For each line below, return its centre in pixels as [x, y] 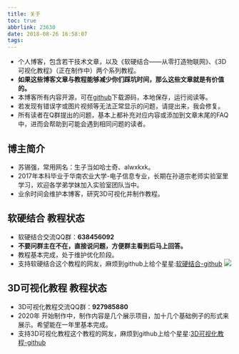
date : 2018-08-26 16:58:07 [47, 34]
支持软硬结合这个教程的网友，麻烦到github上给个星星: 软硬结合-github [120, 264]
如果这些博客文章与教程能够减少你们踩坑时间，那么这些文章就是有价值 [121, 80]
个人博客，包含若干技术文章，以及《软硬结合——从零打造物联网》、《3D [122, 62]
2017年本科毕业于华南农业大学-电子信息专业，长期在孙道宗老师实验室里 [123, 176]
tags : [15, 41]
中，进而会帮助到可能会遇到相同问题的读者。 [83, 124]
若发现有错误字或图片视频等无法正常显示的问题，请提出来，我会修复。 [121, 106]
